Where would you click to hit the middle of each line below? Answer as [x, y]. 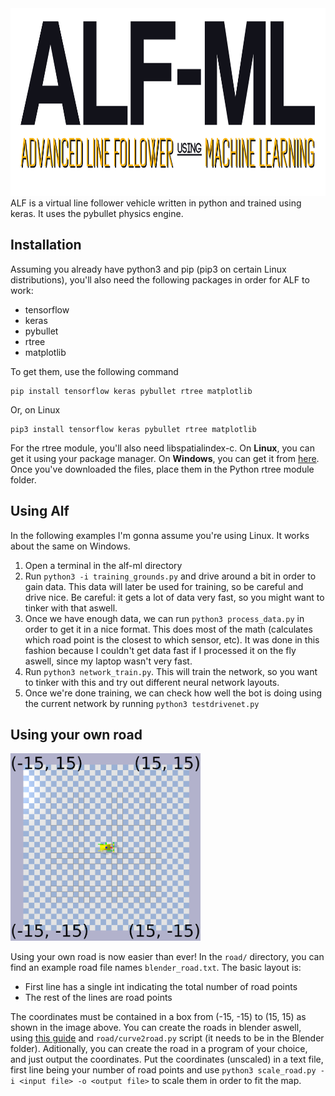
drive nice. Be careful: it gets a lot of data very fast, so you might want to [174, 597]
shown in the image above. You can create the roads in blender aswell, [156, 1028]
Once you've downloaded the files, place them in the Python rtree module [162, 469]
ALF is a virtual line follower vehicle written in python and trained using [156, 203]
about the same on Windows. [70, 546]
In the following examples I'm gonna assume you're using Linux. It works [160, 535]
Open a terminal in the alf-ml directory [103, 565]
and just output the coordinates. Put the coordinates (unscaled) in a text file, [167, 1059]
